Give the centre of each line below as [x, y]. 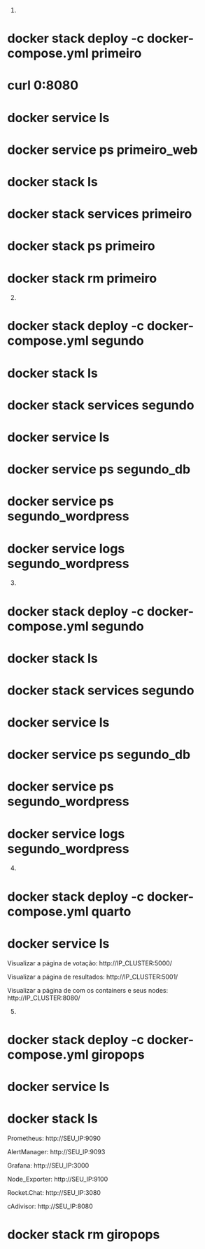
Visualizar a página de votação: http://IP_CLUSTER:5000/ [90, 963]
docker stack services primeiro [100, 214]
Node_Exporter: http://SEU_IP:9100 [58, 1179]
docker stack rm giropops [84, 1234]
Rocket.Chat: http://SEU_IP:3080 [54, 1192]
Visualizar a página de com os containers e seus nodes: [88, 990]
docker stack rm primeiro [82, 278]
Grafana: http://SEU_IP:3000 [48, 1165]
